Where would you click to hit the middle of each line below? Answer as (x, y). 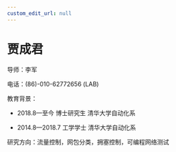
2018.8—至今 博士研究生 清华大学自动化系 (76, 112)
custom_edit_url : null (39, 13)
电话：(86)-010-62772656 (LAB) (53, 84)
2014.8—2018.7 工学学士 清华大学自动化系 (76, 127)
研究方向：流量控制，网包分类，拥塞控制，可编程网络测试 (88, 142)
